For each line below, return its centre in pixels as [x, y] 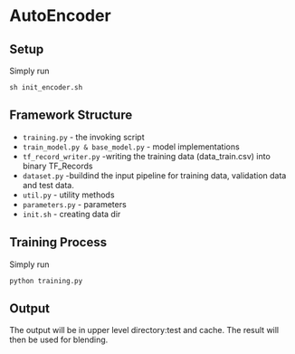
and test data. [48, 185]
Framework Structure [71, 115]
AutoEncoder [60, 16]
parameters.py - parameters [74, 204]
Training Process [58, 242]
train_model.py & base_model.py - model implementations [131, 147]
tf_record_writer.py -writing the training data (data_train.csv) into [147, 156]
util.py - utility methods [68, 195]
